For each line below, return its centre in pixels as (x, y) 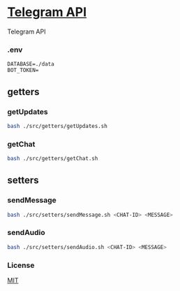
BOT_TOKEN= (23, 71)
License (21, 265)
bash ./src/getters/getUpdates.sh (58, 126)
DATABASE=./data (31, 64)
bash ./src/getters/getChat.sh (53, 159)
